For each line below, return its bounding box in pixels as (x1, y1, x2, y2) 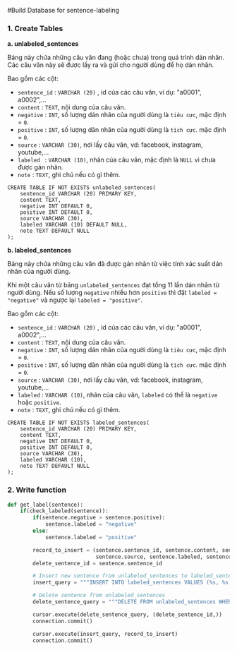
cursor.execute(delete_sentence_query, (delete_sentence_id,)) (32, 610, 222, 618)
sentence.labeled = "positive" (44, 534, 138, 541)
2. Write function (7, 485, 67, 495)
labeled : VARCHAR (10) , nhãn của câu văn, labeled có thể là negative (17, 391, 218, 399)
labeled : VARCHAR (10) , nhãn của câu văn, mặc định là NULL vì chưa (17, 155, 217, 164)
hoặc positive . (17, 398, 61, 407)
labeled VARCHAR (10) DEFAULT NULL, (20, 222, 128, 229)
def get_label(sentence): (7, 501, 83, 508)
